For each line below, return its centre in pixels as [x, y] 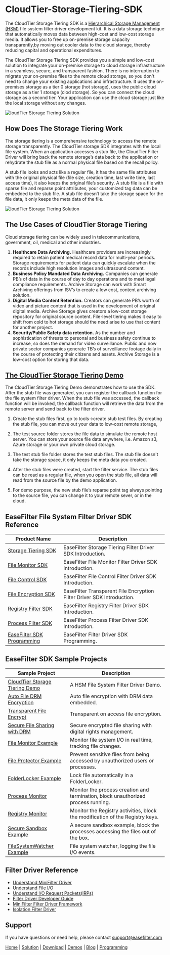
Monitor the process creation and [110, 790]
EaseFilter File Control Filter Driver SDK [110, 576]
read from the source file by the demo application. [65, 480]
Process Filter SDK [30, 623]
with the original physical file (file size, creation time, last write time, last [80, 177]
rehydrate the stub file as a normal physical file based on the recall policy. [82, 162]
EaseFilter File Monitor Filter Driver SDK [110, 562]
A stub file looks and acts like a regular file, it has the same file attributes [81, 172]
